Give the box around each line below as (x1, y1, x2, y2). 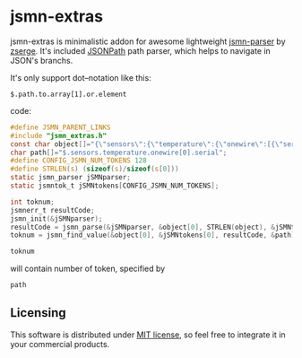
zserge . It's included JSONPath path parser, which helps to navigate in (10, 45, 272, 56)
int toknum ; (10, 197, 55, 206)
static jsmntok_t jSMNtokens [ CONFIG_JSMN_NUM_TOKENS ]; (10, 181, 220, 190)
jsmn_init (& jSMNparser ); (10, 214, 103, 223)
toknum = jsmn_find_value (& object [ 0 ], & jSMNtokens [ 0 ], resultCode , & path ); (10, 231, 299, 240)
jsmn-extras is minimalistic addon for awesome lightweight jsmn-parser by (10, 36, 286, 47)
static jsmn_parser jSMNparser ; (10, 173, 131, 182)
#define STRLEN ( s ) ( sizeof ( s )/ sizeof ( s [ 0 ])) (10, 164, 179, 174)
